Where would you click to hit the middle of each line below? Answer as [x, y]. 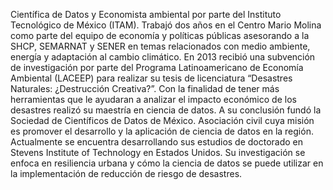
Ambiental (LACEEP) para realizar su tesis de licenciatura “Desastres [151, 78]
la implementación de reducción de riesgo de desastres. [126, 173]
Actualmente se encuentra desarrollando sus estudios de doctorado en [157, 142]
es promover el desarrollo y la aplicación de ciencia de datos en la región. [162, 131]
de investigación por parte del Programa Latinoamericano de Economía [157, 67]
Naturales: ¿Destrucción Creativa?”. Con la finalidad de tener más [145, 88]
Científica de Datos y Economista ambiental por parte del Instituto [146, 14]
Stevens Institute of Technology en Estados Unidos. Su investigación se [158, 152]
